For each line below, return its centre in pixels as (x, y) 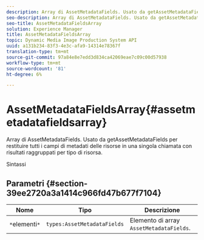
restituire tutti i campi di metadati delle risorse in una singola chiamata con (99, 146)
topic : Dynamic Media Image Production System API (72, 40)
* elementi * (25, 224)
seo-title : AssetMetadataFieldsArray (54, 23)
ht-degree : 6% (24, 74)
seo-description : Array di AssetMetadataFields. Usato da (81, 18)
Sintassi (16, 164)
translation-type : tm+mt (38, 52)
